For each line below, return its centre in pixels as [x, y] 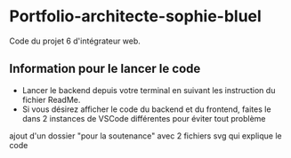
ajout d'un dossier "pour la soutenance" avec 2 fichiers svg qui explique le [145, 136]
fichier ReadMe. [51, 99]
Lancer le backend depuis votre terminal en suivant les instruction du [149, 90]
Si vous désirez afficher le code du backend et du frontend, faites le [146, 109]
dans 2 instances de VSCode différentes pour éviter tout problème [144, 118]
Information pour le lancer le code [105, 69]
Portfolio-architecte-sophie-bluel [136, 16]
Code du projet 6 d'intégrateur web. [75, 41]
